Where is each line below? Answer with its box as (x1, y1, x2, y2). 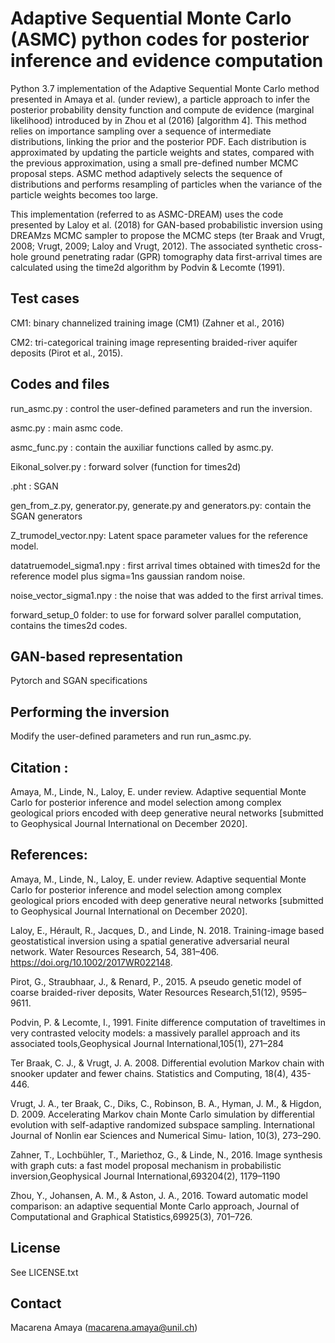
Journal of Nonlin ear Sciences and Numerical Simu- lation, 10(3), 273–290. (10, 1129, 322, 1141)
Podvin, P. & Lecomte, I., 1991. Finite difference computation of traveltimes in (10, 1016, 326, 1028)
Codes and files (10, 376, 110, 393)
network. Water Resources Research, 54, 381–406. (10, 945, 220, 957)
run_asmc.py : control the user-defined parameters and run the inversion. (10, 402, 313, 414)
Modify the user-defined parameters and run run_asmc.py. (10, 730, 252, 742)
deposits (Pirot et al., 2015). (10, 347, 124, 359)
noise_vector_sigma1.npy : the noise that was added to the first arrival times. (10, 589, 324, 601)
